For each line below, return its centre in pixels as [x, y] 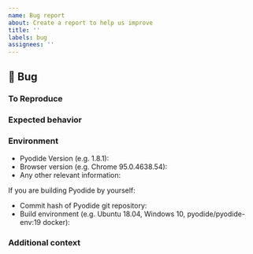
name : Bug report [37, 15]
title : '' [24, 30]
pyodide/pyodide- [216, 214]
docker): [57, 222]
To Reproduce [35, 99]
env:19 [30, 222]
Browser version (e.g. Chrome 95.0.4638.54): [93, 167]
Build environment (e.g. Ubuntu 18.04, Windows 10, [102, 214]
